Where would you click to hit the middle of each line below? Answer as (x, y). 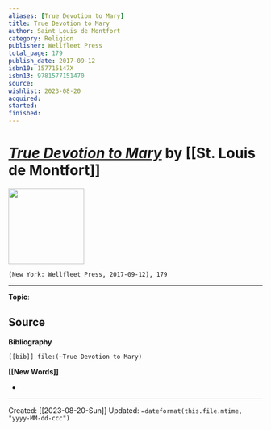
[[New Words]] (33, 371)
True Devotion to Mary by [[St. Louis (132, 153)
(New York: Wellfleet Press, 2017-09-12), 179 (88, 274)
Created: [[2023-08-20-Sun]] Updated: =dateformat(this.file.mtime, (125, 410)
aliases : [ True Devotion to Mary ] (67, 16)
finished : (25, 114)
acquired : (25, 98)
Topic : (19, 297)
